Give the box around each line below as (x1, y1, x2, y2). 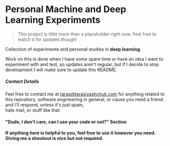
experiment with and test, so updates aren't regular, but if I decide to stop (5, 61, 159, 67)
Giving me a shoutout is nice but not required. (5, 135, 104, 141)
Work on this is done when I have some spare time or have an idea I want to (5, 56, 163, 62)
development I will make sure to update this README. (5, 67, 117, 73)
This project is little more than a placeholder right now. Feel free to (17, 31, 157, 37)
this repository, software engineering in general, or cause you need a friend (5, 96, 163, 102)
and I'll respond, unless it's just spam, (5, 102, 84, 108)
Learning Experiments (5, 14, 100, 26)
